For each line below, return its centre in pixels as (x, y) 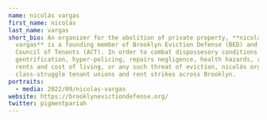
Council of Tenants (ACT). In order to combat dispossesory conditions (137, 52)
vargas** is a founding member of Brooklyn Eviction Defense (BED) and (137, 45)
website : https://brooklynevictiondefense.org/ (89, 96)
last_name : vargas (39, 30)
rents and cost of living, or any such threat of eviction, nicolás (131, 67)
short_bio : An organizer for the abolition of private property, (118, 37)
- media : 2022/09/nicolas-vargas (71, 89)
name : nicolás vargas (44, 15)
